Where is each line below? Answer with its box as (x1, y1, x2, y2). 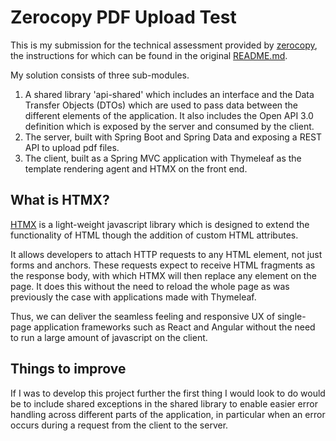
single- (277, 310, 307, 322)
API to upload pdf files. (24, 141, 120, 153)
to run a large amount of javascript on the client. (10, 331, 208, 343)
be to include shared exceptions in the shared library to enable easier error (10, 397, 318, 410)
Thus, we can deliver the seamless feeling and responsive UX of (10, 310, 276, 322)
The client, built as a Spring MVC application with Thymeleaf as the (24, 152, 302, 164)
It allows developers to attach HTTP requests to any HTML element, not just (10, 248, 323, 260)
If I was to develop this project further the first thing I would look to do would (10, 387, 326, 399)
